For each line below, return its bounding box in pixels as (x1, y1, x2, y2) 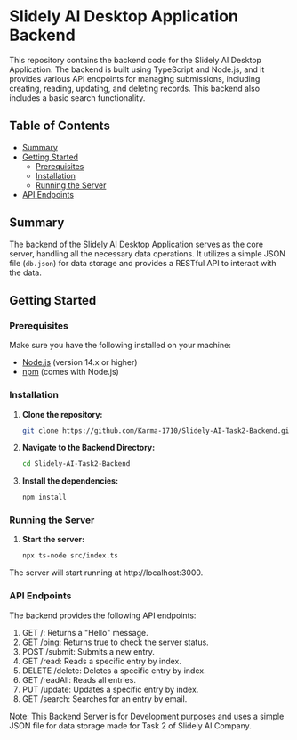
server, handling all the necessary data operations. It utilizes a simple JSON (9, 248, 286, 259)
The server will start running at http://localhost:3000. (9, 567, 204, 578)
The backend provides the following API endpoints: (9, 610, 197, 621)
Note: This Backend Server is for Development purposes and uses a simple (9, 711, 285, 721)
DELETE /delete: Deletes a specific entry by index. (21, 665, 206, 676)
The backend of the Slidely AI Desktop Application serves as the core (9, 239, 264, 249)
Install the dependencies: (21, 476, 118, 486)
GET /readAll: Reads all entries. (21, 674, 136, 685)
